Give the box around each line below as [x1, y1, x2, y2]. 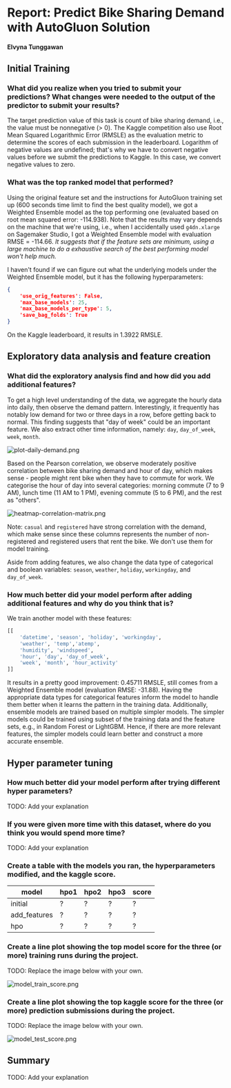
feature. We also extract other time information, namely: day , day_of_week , [7, 425, 216, 433]
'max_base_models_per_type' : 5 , [19, 305, 112, 312]
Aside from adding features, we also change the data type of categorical [7, 558, 214, 566]
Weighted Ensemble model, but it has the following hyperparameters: [7, 273, 203, 281]
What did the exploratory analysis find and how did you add [7, 371, 211, 381]
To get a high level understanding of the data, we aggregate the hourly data [7, 396, 222, 404]
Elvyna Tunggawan [7, 43, 63, 51]
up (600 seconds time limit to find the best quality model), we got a [7, 200, 198, 208]
